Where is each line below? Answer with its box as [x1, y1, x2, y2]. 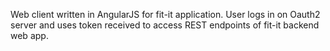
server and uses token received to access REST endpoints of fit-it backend [10, 19, 320, 31]
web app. [10, 30, 49, 41]
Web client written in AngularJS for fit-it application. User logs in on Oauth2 [10, 9, 321, 20]
